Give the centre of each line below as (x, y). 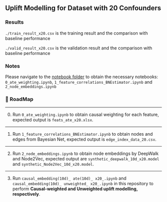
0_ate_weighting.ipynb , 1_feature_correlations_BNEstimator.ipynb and (79, 82)
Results (14, 22)
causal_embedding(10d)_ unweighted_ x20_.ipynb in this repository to (83, 184)
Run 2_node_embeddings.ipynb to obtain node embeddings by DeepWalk (85, 153)
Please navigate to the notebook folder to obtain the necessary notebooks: (82, 77)
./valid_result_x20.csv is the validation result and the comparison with (79, 48)
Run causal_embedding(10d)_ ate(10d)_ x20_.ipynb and (69, 178)
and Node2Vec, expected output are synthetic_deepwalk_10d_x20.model (86, 159)
